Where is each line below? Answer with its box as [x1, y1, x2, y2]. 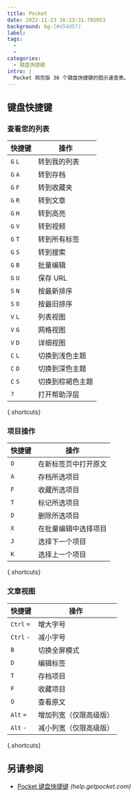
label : [7, 29, 26, 37]
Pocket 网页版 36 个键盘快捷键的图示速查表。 [13, 74, 129, 81]
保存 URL [38, 273, 67, 283]
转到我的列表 [38, 157, 80, 166]
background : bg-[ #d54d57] [7, 23, 81, 30]
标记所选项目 [38, 498, 80, 508]
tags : [7, 36, 23, 43]
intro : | [7, 68, 32, 75]
